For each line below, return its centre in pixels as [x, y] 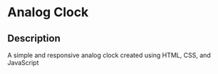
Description [34, 38]
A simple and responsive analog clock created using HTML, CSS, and [109, 55]
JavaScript [23, 63]
